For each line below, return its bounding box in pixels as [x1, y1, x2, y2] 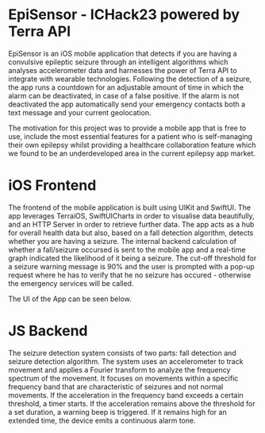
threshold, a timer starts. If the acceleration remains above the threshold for [8, 399, 255, 408]
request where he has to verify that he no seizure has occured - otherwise [8, 270, 252, 280]
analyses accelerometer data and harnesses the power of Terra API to [8, 65, 237, 75]
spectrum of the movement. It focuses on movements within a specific [8, 373, 239, 383]
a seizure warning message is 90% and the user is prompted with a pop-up [8, 261, 255, 271]
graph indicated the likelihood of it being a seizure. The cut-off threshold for [8, 253, 257, 263]
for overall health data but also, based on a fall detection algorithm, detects [8, 228, 254, 238]
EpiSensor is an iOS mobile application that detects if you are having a [8, 48, 237, 58]
